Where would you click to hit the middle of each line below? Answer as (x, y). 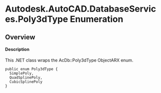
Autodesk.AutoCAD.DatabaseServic (81, 9)
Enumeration (97, 19)
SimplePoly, (22, 73)
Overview (20, 37)
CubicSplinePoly (26, 82)
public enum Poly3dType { (31, 69)
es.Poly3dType (37, 19)
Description (17, 49)
